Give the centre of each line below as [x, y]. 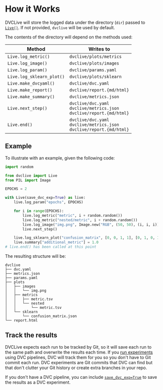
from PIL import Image [28, 180]
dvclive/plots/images [94, 63]
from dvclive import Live [31, 176]
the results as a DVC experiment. [38, 382]
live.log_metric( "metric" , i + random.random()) [73, 215]
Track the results [31, 335]
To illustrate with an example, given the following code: [60, 158]
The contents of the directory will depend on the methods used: [69, 37]
